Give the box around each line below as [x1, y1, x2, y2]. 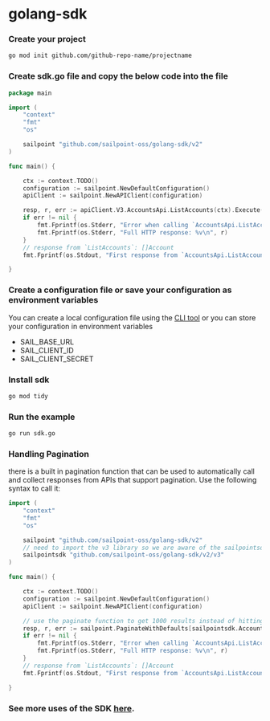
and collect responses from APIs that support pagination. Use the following [8, 475, 257, 485]
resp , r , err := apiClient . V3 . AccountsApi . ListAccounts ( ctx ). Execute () [22, 206, 268, 214]
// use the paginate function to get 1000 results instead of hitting [22, 617, 264, 625]
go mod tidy [8, 392, 48, 400]
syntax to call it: [8, 483, 61, 494]
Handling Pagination [8, 448, 90, 459]
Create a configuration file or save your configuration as [8, 284, 232, 295]
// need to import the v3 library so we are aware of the [22, 544, 221, 552]
